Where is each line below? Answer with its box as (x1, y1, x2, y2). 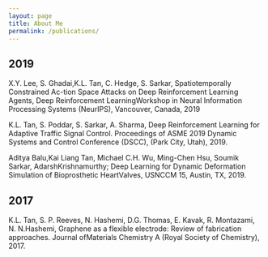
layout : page (8, 11, 53, 20)
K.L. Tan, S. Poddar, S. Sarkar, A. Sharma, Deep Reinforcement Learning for (8, 120, 261, 130)
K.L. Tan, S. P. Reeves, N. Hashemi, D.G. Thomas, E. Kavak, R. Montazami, (8, 216, 255, 225)
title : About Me (8, 19, 63, 28)
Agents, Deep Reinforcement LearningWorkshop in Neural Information (8, 96, 243, 105)
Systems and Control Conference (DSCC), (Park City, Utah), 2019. (8, 137, 228, 147)
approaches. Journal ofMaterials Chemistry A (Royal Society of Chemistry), (8, 233, 261, 242)
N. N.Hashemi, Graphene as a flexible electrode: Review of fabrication (8, 224, 242, 233)
